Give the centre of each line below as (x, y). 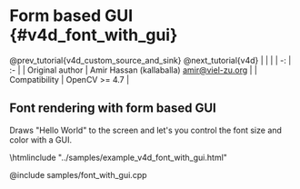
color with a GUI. (41, 139)
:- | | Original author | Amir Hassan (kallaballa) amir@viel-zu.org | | (133, 70)
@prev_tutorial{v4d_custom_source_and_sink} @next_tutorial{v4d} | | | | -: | (150, 60)
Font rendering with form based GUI (113, 109)
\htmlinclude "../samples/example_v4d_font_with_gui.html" (118, 157)
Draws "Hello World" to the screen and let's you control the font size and (145, 130)
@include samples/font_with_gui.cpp (78, 174)
